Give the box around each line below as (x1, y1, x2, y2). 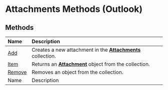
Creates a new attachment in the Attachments (31, 46, 141, 53)
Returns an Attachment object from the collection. (31, 61, 150, 68)
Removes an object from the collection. (31, 69, 123, 76)
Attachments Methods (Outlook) (5, 3, 142, 15)
